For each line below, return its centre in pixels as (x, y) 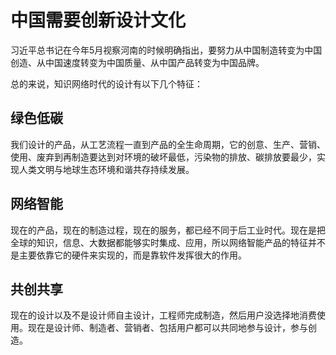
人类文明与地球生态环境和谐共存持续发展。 (106, 169)
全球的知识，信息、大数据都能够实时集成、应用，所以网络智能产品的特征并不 (168, 242)
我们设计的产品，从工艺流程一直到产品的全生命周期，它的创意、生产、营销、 (168, 144)
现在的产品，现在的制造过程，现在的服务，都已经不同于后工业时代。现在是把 (168, 230)
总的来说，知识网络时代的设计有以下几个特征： (106, 83)
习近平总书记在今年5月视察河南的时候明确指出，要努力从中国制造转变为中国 (166, 50)
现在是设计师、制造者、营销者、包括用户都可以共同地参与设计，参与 (167, 328)
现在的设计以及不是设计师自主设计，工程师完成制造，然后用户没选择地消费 (163, 315)
